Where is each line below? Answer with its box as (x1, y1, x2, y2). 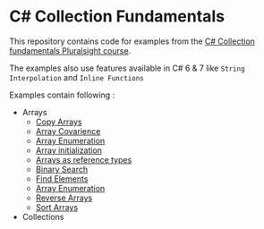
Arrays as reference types (35, 154, 132, 165)
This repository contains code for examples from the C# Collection (9, 36, 255, 47)
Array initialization (35, 145, 103, 156)
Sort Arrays (35, 201, 79, 212)
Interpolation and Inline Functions (9, 72, 145, 82)
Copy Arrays (35, 116, 82, 127)
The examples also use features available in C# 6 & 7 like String (9, 63, 245, 73)
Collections (21, 211, 64, 222)
